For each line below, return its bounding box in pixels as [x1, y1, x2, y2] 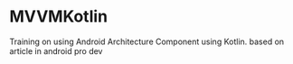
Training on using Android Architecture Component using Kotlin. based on [9, 36, 285, 47]
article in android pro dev [9, 45, 103, 56]
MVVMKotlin [9, 6, 109, 27]
